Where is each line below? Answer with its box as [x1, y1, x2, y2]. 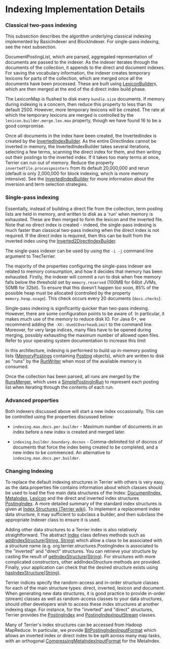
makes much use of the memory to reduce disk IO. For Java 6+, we [5, 316, 146, 322]
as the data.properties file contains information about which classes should [5, 485, 162, 491]
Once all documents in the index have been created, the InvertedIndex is [5, 133, 157, 139]
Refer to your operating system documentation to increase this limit [5, 337, 146, 344]
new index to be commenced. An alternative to [12, 450, 111, 456]
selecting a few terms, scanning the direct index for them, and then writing [5, 149, 161, 155]
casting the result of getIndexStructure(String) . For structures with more [5, 554, 156, 560]
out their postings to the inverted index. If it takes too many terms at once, [5, 154, 160, 160]
